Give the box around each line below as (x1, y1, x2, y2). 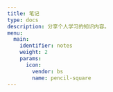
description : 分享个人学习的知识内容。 (7, 23, 110, 30)
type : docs (7, 17, 39, 24)
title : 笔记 (7, 10, 40, 17)
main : (13, 36, 30, 43)
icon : (25, 62, 42, 68)
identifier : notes (19, 42, 73, 49)
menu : (7, 29, 23, 37)
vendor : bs (32, 68, 64, 75)
